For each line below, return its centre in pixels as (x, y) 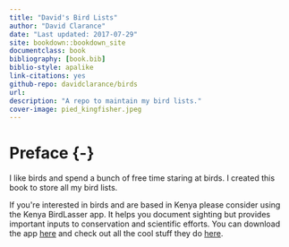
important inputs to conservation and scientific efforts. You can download (145, 224)
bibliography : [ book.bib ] (57, 59)
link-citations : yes (48, 76)
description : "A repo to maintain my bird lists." (106, 101)
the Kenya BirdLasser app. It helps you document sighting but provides (140, 215)
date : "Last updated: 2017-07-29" (74, 34)
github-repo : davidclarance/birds (74, 84)
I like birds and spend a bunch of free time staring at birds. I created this (142, 178)
